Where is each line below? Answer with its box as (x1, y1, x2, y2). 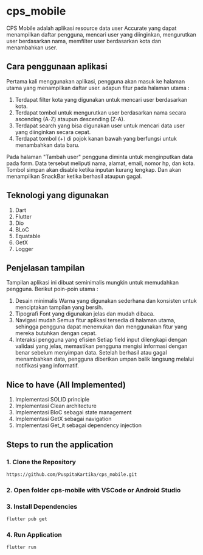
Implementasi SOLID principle (15, 396, 90, 403)
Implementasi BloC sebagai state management (15, 409, 132, 416)
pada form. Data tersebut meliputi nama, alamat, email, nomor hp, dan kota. (6, 160, 196, 167)
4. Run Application (6, 530, 62, 539)
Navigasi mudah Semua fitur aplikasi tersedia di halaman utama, (15, 317, 176, 324)
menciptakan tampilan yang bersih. (15, 303, 103, 311)
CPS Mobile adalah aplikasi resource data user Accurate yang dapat (6, 24, 177, 32)
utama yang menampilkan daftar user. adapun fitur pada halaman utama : (6, 84, 190, 91)
